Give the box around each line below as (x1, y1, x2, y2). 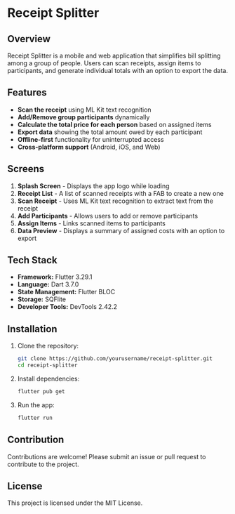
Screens (7, 163, 44, 175)
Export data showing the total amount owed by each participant (17, 128, 203, 136)
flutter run (17, 414, 53, 421)
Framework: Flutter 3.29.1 (17, 272, 93, 282)
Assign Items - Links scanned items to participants (17, 219, 166, 228)
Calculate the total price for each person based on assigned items (17, 120, 212, 128)
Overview (7, 33, 51, 45)
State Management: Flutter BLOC (17, 288, 116, 296)
